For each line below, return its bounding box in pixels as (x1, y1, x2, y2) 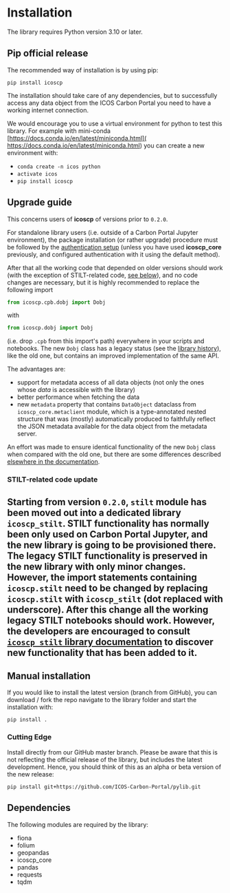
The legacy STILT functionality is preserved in (7, 550, 208, 562)
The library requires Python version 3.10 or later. (7, 28, 143, 36)
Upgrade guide (7, 196, 72, 208)
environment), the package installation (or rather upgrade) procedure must (7, 236, 218, 244)
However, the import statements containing (7, 571, 198, 583)
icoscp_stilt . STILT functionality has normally (7, 517, 209, 529)
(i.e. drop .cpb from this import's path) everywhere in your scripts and (7, 337, 205, 345)
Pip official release (7, 48, 89, 59)
